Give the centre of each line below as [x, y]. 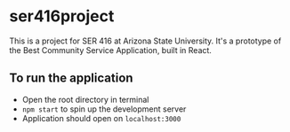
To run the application [71, 78]
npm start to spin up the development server [104, 109]
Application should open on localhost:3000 [101, 118]
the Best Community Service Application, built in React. [110, 50]
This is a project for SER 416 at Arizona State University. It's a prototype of [145, 41]
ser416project [62, 16]
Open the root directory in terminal [85, 99]
